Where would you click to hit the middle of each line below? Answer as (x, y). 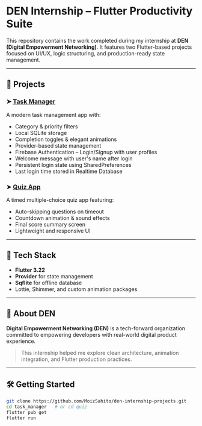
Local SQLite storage (41, 133)
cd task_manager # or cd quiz (47, 407)
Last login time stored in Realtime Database (69, 171)
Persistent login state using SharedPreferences (73, 164)
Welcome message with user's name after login (74, 158)
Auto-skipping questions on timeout (59, 211)
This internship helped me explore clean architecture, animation (100, 352)
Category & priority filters (46, 126)
